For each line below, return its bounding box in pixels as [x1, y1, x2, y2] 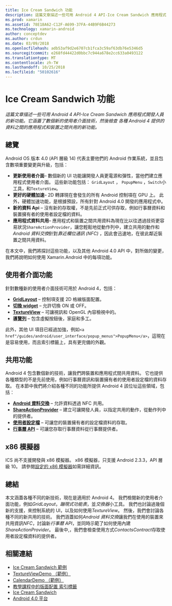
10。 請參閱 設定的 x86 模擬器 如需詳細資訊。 [11, 463, 104, 470]
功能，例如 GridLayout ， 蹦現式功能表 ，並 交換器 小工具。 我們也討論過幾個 [9, 501, 165, 507]
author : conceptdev [5, 31, 47, 36]
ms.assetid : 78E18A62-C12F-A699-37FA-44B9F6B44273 [5, 22, 116, 27]
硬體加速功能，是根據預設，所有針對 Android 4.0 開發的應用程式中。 [21, 198, 166, 204]
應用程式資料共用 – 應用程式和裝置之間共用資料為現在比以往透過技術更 [12, 217, 160, 223]
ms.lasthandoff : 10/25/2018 [5, 65, 66, 70]
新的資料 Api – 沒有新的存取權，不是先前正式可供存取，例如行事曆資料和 [12, 204, 165, 211]
